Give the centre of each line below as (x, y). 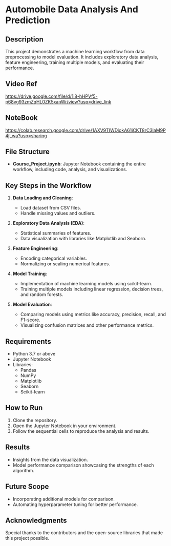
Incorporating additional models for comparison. (64, 499)
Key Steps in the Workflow (48, 185)
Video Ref (21, 84)
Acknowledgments (36, 520)
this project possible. (27, 538)
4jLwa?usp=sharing (26, 135)
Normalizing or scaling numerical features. (65, 264)
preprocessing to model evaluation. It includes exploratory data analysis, (82, 57)
